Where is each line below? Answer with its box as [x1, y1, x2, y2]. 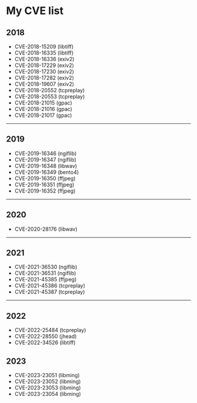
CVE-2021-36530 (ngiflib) [14, 263, 77, 271]
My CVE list [6, 4, 64, 18]
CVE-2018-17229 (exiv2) [14, 62, 74, 69]
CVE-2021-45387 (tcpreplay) [14, 288, 85, 295]
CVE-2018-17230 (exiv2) [14, 68, 74, 75]
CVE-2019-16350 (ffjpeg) [14, 174, 76, 182]
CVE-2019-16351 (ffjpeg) [14, 181, 74, 188]
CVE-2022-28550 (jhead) [14, 333, 77, 340]
